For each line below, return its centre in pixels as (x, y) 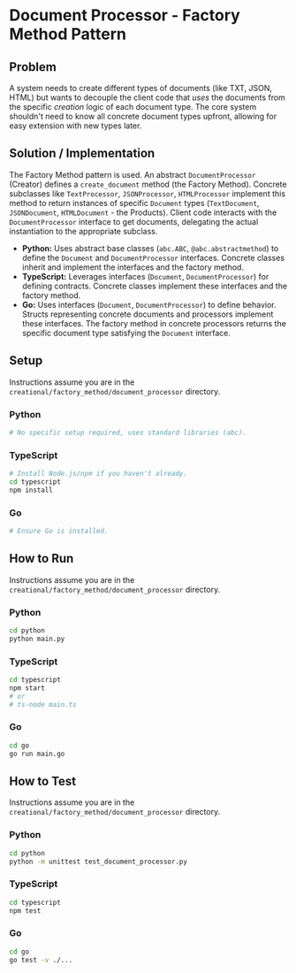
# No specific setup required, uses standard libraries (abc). (128, 433)
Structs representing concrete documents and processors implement (148, 314)
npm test (25, 911)
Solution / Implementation (82, 153)
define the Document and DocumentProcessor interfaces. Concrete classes (153, 257)
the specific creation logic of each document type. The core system (133, 107)
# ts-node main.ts (43, 704)
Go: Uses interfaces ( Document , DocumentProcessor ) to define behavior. (149, 304)
